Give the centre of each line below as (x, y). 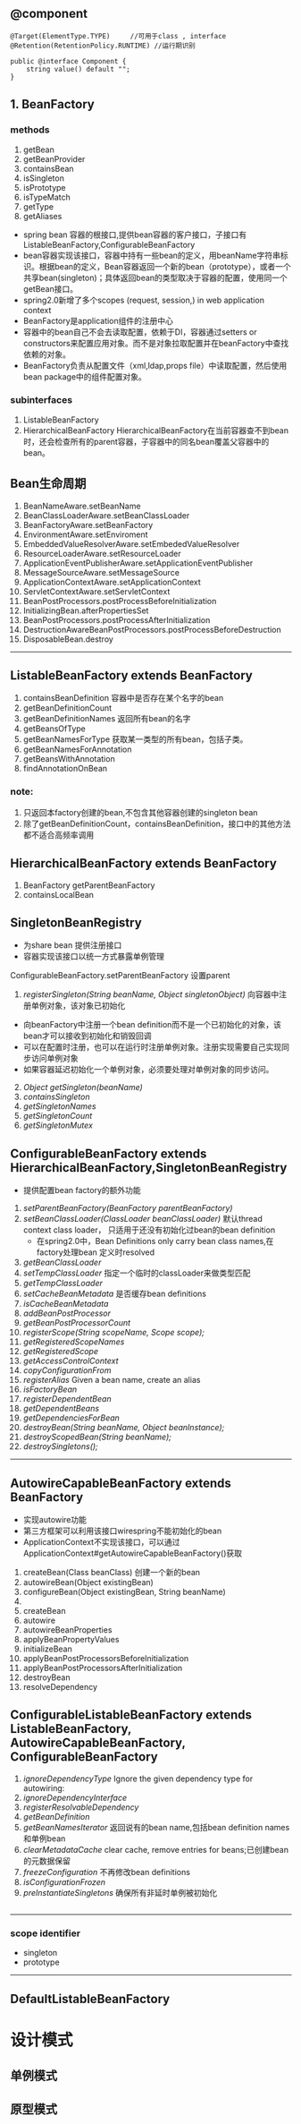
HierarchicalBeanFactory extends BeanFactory (144, 863)
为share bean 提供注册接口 (72, 945)
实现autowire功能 (55, 1519)
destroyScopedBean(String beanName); (97, 1437)
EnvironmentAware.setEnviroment (85, 534)
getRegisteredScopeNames (74, 1342)
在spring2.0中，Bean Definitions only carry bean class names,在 (155, 1241)
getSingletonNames (59, 1106)
